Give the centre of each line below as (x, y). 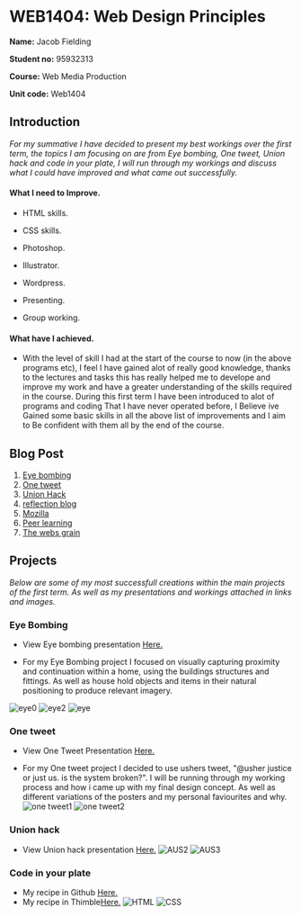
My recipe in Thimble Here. (71, 902)
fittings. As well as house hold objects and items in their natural (139, 681)
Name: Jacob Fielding (50, 41)
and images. (32, 601)
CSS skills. (42, 230)
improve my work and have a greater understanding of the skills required (157, 387)
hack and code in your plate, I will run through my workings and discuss (143, 163)
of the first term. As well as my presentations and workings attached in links (150, 592)
